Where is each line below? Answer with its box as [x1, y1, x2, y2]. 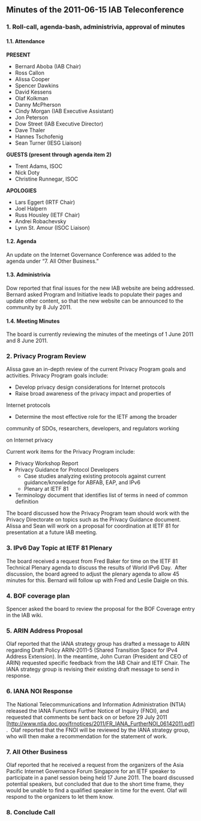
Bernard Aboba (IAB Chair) [14, 62, 82, 70]
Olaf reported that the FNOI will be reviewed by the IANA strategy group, [10, 726, 190, 733]
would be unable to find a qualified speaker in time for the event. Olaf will [6, 786, 187, 794]
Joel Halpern [14, 205, 47, 212]
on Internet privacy [6, 436, 53, 444]
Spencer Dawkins [14, 82, 59, 89]
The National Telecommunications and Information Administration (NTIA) [6, 700, 186, 708]
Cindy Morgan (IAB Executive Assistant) [14, 107, 114, 115]
